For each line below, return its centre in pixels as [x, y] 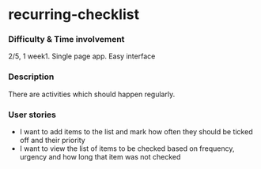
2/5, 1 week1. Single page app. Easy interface [82, 56]
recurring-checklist [74, 15]
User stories [32, 115]
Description [31, 77]
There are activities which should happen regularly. [92, 94]
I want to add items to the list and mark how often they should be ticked [136, 132]
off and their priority [52, 141]
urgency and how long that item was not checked [100, 157]
